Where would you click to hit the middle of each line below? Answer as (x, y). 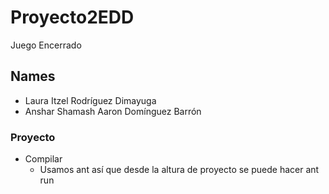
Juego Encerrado (46, 45)
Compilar (43, 159)
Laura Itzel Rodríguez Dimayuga (90, 100)
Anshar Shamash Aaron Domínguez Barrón (113, 111)
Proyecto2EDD (72, 17)
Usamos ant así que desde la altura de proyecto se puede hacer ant (179, 170)
